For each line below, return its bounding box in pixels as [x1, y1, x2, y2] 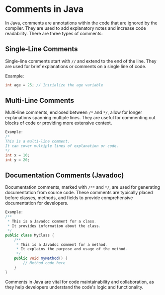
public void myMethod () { [14, 256, 68, 261]
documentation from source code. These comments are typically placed [5, 190, 153, 196]
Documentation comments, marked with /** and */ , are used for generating [5, 184, 161, 190]
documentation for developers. [5, 200, 69, 206]
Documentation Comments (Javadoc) [5, 171, 124, 179]
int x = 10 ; [5, 152, 30, 157]
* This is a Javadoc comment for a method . [16, 242, 108, 247]
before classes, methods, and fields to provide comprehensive [5, 195, 133, 201]
